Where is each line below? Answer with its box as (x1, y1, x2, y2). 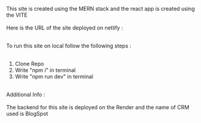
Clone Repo (14, 60, 44, 67)
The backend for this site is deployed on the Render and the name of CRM (6, 104, 190, 110)
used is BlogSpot (6, 110, 49, 117)
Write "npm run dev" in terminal (14, 73, 94, 80)
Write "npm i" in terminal (14, 67, 76, 74)
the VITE (6, 11, 28, 19)
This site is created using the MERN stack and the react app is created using (6, 5, 195, 12)
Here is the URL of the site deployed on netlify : (6, 24, 123, 31)
